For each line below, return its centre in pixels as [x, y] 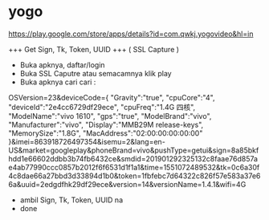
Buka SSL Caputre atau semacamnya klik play [96, 73]
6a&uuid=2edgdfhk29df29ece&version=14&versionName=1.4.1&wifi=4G [127, 184]
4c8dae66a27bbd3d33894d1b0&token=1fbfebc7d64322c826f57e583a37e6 [134, 176]
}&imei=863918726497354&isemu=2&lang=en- [87, 141]
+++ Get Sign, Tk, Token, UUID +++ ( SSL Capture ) [94, 49]
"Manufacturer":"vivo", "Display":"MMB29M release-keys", [106, 124]
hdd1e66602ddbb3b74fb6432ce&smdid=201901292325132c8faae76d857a [133, 158]
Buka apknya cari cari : [58, 82]
